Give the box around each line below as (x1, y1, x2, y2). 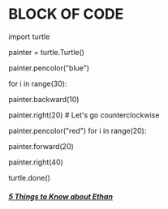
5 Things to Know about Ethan (8, 191, 114, 201)
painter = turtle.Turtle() (8, 47, 85, 57)
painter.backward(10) (8, 94, 80, 104)
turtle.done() (8, 173, 51, 182)
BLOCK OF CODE (8, 5, 124, 23)
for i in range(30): (8, 79, 67, 88)
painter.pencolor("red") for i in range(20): (8, 126, 147, 135)
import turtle (8, 32, 50, 41)
